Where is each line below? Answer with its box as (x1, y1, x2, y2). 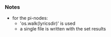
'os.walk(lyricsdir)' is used (19, 20, 76, 26)
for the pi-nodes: (12, 15, 48, 21)
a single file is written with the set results (19, 26, 106, 32)
